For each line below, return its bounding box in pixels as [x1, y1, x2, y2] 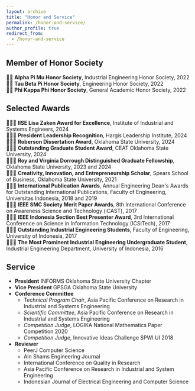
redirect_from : [6, 31, 44, 37]
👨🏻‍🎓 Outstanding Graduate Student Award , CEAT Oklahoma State [6, 144, 169, 151]
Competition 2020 [23, 328, 68, 335]
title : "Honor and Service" [6, 14, 76, 20]
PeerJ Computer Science [23, 347, 84, 354]
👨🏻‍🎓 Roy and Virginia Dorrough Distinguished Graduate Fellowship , [6, 157, 175, 164]
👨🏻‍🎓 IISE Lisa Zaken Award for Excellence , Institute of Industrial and [6, 119, 174, 126]
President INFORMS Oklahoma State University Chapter [14, 277, 152, 285]
